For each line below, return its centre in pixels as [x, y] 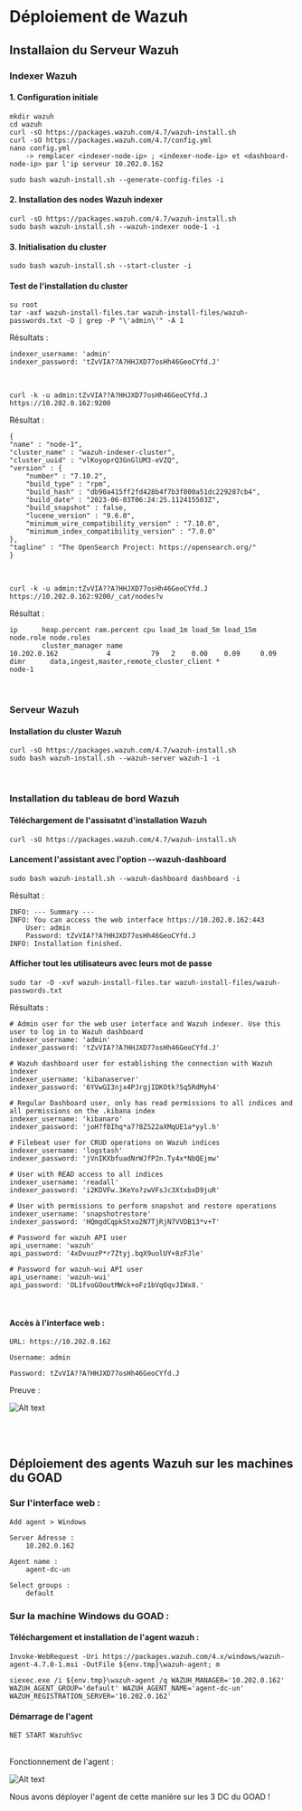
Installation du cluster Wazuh [66, 731]
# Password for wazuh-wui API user [76, 1269]
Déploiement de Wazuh [99, 17]
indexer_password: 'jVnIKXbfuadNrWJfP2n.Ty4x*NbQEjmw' [115, 1158]
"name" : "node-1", [46, 445]
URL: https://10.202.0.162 [60, 1342]
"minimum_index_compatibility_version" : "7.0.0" [121, 532]
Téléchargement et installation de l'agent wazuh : [104, 1637]
